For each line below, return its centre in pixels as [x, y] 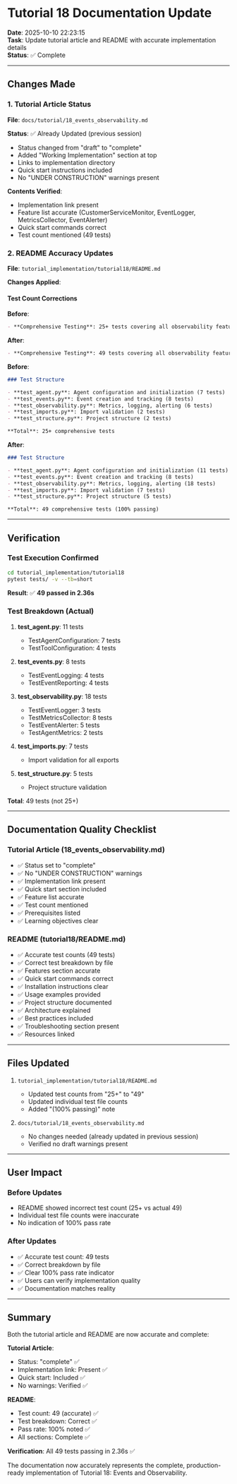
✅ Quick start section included [62, 889]
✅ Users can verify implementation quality [79, 1280]
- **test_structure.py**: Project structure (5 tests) [90, 497]
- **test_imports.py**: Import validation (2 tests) [86, 412]
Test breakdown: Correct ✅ [57, 1421]
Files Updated [38, 1063]
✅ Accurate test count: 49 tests [63, 1256]
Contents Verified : [35, 191]
